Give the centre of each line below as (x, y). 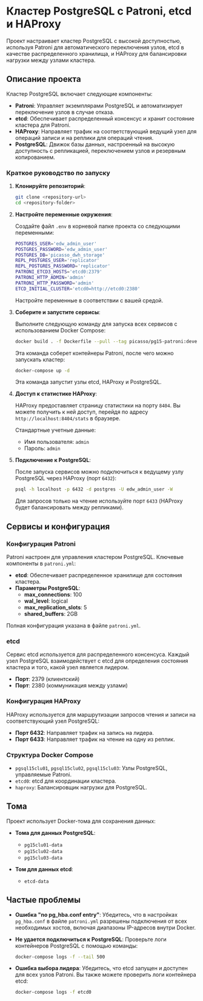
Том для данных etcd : (44, 869)
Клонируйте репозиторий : (50, 186)
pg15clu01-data (43, 845)
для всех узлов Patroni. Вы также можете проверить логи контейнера (105, 975)
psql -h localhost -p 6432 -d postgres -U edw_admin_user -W (94, 489)
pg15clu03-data (43, 858)
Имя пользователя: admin (57, 442)
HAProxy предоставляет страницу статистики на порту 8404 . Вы (98, 406)
